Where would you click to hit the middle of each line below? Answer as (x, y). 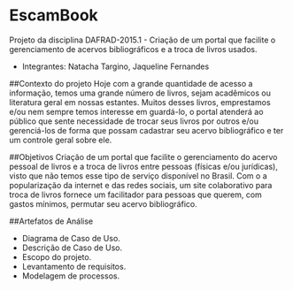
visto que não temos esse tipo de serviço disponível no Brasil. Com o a (138, 176)
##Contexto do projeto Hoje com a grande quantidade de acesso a (131, 83)
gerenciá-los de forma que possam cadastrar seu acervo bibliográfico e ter (146, 130)
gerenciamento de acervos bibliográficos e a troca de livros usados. (134, 49)
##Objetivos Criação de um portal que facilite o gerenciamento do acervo (143, 156)
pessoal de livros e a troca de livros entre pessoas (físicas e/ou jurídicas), (144, 166)
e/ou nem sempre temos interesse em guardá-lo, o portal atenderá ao (136, 111)
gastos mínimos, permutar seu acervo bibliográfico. (103, 203)
